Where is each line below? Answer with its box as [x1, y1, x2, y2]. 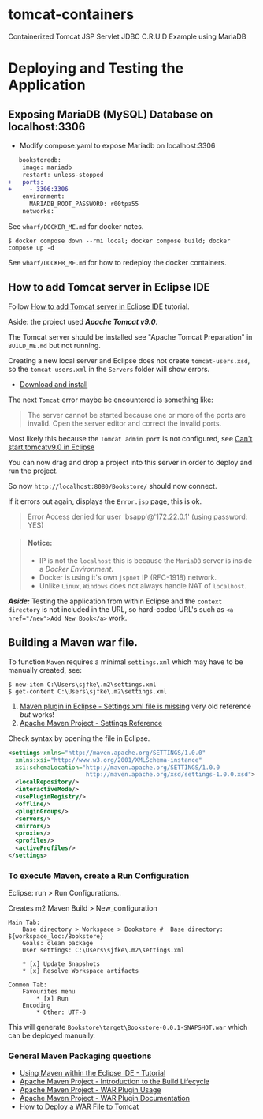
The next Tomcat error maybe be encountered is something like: [8, 395, 214, 404]
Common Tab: [8, 981, 47, 989]
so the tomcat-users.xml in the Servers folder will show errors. [8, 364, 210, 374]
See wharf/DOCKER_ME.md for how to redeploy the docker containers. [8, 257, 227, 267]
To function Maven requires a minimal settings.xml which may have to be [8, 657, 243, 667]
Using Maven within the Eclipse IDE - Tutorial [19, 1068, 166, 1078]
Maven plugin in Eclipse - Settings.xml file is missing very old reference [19, 701, 252, 711]
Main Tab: [8, 918, 41, 927]
